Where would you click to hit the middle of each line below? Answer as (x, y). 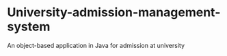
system (29, 27)
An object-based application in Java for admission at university (96, 45)
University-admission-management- (114, 12)
